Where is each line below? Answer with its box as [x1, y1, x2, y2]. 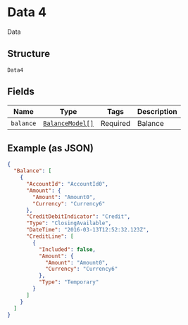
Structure [7, 48, 51, 60]
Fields [7, 86, 35, 98]
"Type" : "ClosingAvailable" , [25, 219, 112, 227]
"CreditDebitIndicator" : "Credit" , [25, 213, 131, 220]
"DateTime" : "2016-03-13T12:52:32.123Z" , [25, 227, 150, 234]
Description [137, 106, 177, 116]
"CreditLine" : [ [25, 233, 74, 240]
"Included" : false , [38, 246, 96, 253]
